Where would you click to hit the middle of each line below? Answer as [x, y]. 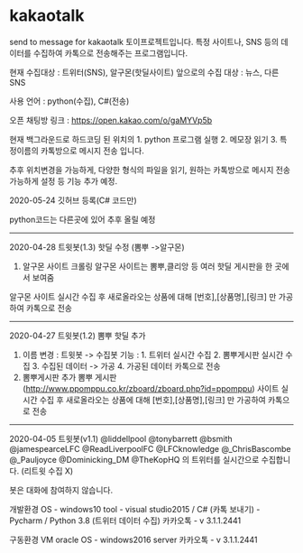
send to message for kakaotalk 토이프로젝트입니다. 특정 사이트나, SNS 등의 [144, 41]
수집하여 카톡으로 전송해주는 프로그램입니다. [110, 53]
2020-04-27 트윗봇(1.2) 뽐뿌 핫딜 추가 [78, 336]
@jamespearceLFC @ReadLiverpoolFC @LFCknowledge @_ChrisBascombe [150, 448]
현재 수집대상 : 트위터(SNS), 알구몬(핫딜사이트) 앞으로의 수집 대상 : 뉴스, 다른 [144, 72]
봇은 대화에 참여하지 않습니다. [61, 490]
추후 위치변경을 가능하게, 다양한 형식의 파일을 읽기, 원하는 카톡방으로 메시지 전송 [150, 170]
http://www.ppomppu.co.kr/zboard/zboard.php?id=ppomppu [139, 388]
